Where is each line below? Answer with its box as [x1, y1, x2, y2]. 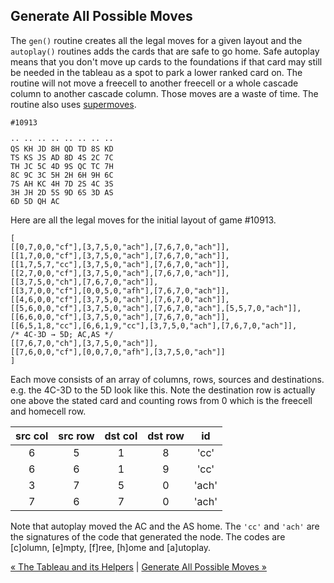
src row [58, 429, 95, 443]
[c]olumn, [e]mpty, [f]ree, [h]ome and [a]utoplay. [10, 541, 212, 553]
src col [15, 429, 49, 443]
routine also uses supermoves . [10, 98, 137, 110]
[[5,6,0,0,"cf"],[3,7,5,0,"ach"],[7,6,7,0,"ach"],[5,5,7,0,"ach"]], [10, 303, 302, 313]
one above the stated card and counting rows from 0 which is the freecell [10, 394, 313, 406]
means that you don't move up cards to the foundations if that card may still [10, 55, 323, 68]
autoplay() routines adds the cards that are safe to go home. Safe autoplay [10, 45, 320, 57]
